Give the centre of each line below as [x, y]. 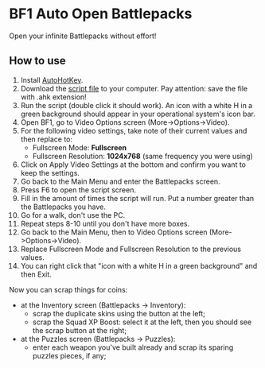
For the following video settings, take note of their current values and [134, 130]
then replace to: [47, 139]
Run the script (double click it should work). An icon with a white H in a [136, 105]
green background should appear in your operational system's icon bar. [138, 114]
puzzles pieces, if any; [69, 355]
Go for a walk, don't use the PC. [73, 215]
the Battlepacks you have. [63, 207]
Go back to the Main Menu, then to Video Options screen [114, 232]
